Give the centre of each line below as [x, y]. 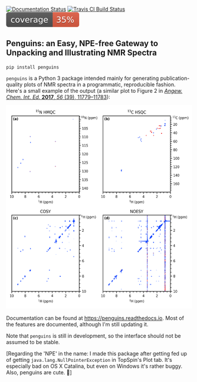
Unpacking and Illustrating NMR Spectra [82, 53]
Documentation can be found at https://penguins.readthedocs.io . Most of [95, 318]
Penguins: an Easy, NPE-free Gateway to [82, 43]
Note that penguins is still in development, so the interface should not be [93, 336]
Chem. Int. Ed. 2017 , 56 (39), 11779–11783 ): [58, 97]
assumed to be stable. [33, 342]
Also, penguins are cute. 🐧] [39, 372]
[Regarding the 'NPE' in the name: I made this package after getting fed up [97, 353]
